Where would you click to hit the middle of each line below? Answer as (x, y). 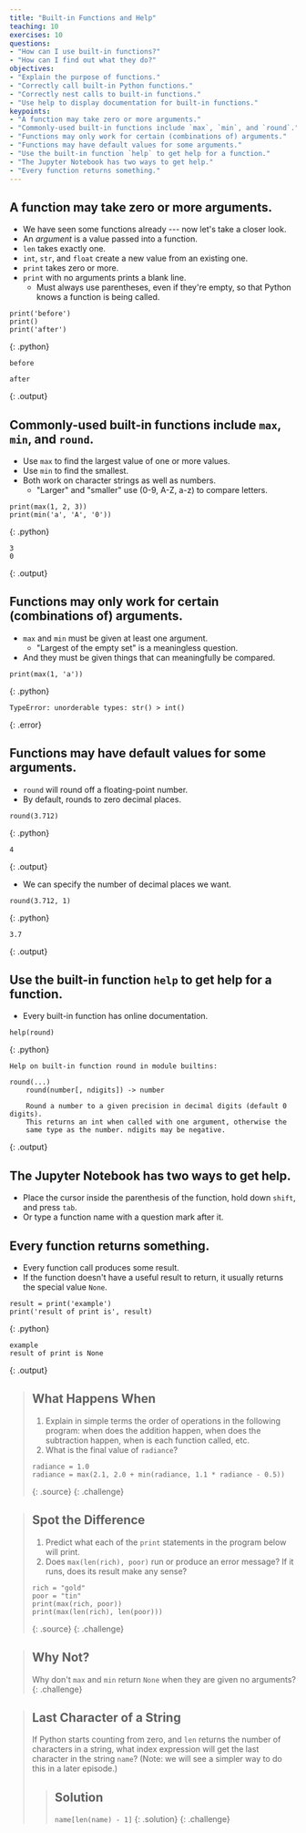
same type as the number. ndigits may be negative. (126, 1130)
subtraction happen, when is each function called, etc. (148, 1440)
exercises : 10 (36, 35)
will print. (62, 1551)
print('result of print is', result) (81, 1312)
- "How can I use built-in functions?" (85, 52)
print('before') (40, 314)
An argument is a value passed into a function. (110, 239)
